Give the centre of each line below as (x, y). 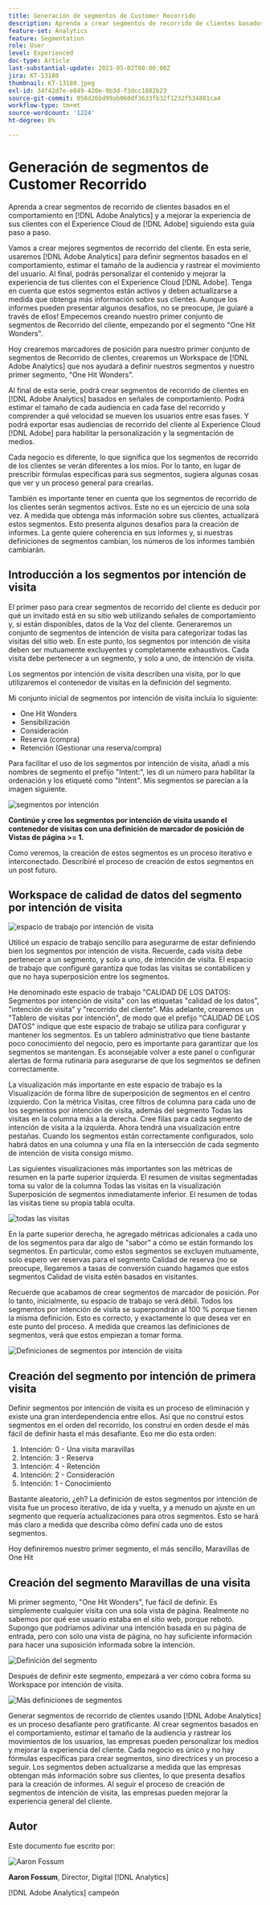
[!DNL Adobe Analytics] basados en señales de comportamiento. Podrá (127, 398)
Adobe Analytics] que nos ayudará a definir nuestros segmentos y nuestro (131, 366)
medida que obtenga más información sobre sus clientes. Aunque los (123, 299)
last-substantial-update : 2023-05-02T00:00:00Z (90, 68)
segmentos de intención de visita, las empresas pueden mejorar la (118, 1793)
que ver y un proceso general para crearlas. (81, 483)
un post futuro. (33, 870)
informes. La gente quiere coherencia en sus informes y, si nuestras (121, 533)
